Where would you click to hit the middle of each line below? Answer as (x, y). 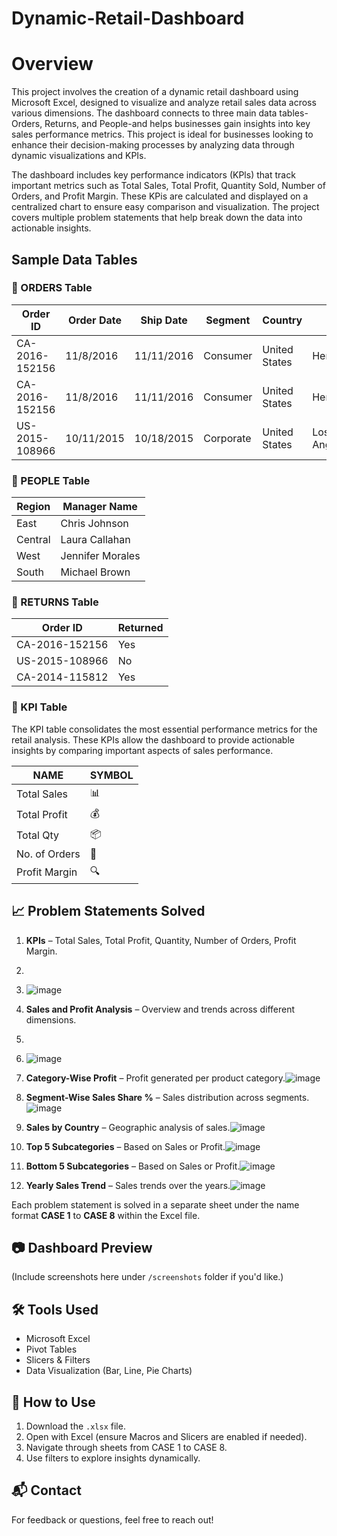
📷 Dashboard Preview (82, 1247)
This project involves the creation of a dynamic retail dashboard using (155, 92)
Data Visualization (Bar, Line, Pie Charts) (109, 1371)
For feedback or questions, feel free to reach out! (112, 1519)
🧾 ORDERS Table (52, 288)
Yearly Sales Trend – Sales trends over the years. (128, 1185)
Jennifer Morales (100, 556)
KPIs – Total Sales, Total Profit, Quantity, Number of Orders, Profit (161, 940)
